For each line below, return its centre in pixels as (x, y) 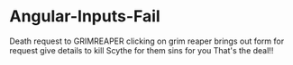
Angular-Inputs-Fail (85, 16)
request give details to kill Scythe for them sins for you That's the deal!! (142, 50)
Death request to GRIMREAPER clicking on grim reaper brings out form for (147, 41)
